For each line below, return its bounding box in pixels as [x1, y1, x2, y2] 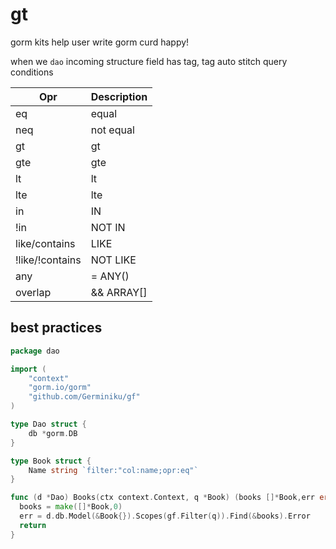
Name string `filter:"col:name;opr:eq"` [28, 465, 199, 475]
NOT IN [90, 220, 126, 234]
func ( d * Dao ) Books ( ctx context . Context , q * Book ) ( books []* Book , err [10, 493, 316, 503]
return [19, 520, 47, 530]
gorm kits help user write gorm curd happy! [10, 36, 190, 48]
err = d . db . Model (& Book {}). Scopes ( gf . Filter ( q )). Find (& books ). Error [19, 511, 311, 521]
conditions [10, 66, 54, 78]
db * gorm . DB [28, 428, 78, 438]
